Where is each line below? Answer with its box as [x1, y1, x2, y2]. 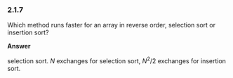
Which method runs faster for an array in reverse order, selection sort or [7, 21, 216, 30]
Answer [7, 42, 31, 51]
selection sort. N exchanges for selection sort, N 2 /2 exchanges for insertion [7, 56, 227, 65]
